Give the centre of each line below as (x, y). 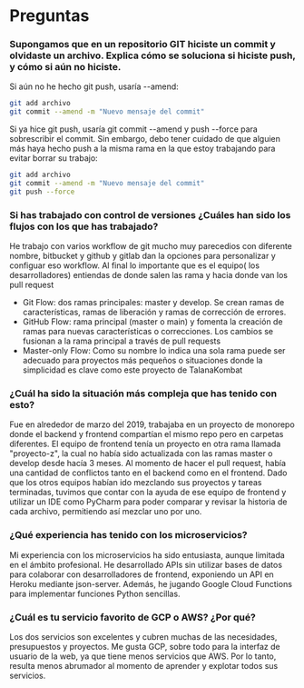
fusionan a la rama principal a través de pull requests (121, 341)
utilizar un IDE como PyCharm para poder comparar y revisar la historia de (148, 502)
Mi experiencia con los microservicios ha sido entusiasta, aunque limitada (147, 554)
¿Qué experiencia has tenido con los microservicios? (128, 535)
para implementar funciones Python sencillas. (95, 593)
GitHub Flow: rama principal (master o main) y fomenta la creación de (152, 322)
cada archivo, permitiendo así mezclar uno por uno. (106, 512)
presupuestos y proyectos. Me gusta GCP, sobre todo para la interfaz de (145, 647)
